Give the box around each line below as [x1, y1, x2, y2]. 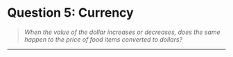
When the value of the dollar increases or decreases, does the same [24, 28, 221, 36]
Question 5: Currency [7, 5, 134, 21]
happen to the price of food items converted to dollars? [24, 35, 182, 43]
